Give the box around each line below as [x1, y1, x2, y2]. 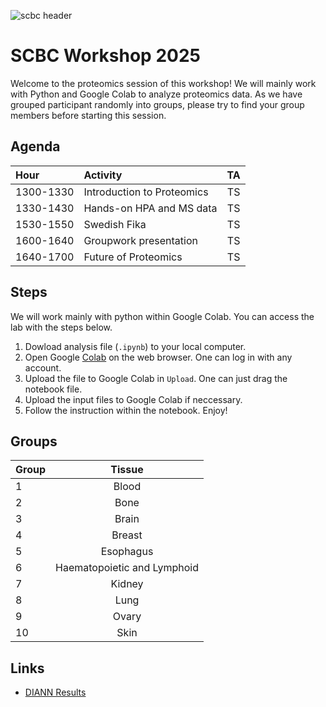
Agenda [10, 138, 61, 155]
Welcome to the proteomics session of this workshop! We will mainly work [10, 77, 317, 89]
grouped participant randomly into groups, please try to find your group [10, 98, 305, 110]
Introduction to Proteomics [83, 185, 209, 199]
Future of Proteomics [83, 250, 183, 264]
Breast [111, 528, 143, 542]
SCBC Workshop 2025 [10, 45, 201, 67]
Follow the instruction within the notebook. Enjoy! [24, 404, 228, 416]
